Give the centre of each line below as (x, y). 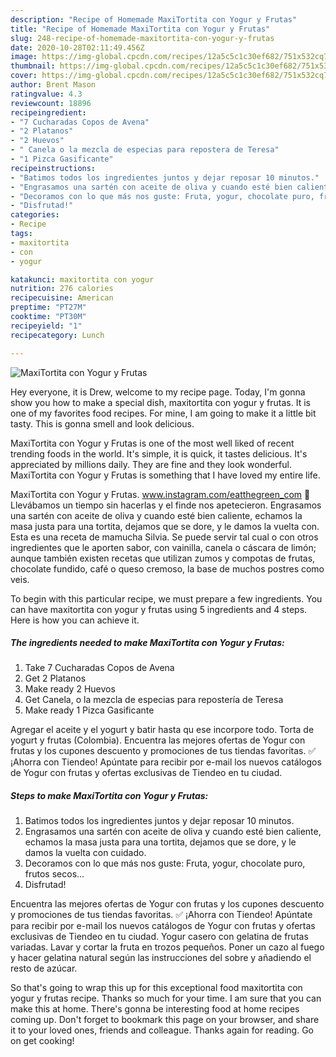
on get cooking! (42, 1041)
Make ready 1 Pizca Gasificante (89, 710)
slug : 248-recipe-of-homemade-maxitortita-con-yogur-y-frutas (142, 38)
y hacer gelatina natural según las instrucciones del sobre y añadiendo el (161, 958)
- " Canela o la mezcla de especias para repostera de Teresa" (145, 150)
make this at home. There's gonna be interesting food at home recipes (155, 1009)
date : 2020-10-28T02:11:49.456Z (77, 47)
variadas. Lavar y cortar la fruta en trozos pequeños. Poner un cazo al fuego (167, 947)
